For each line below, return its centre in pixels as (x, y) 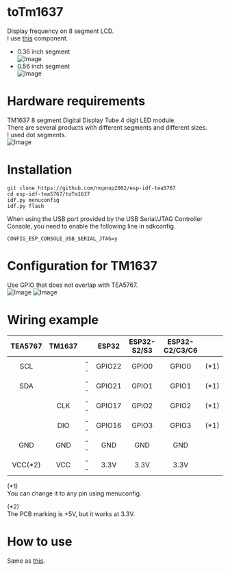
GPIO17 (108, 406)
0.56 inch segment (43, 66)
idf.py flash (26, 206)
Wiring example (53, 319)
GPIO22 (108, 366)
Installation (40, 170)
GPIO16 (108, 425)
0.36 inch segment (43, 51)
